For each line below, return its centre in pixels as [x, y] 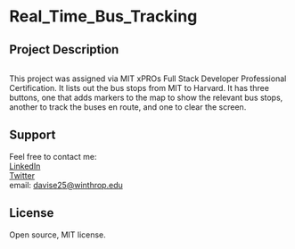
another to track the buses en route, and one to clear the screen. [128, 107]
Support [33, 135]
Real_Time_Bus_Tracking [103, 17]
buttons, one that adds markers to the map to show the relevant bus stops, [146, 97]
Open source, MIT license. [58, 235]
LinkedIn [25, 166]
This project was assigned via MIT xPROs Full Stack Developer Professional [148, 79]
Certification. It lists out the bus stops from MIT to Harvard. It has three [139, 88]
